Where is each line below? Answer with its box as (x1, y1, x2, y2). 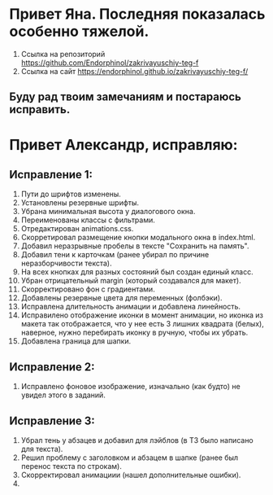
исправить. (9, 103, 71, 116)
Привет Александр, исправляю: (9, 135, 238, 154)
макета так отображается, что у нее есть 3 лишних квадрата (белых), (20, 319, 265, 329)
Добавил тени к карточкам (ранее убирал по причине (20, 250, 210, 260)
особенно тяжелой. (9, 22, 149, 41)
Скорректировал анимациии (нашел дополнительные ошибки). (20, 470, 241, 480)
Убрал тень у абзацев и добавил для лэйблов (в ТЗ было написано (20, 435, 254, 445)
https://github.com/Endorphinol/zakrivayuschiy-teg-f (20, 58, 199, 68)
